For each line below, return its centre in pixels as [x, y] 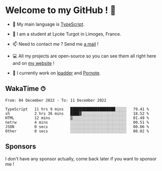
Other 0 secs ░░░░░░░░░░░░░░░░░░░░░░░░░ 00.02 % [77, 131]
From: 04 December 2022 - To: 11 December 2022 [56, 100]
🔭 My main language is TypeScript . [48, 24]
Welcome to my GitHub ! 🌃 [61, 10]
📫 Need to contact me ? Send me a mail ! [55, 44]
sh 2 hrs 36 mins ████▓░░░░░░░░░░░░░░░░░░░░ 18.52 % [77, 113]
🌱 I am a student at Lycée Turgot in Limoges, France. [67, 34]
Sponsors [21, 147]
